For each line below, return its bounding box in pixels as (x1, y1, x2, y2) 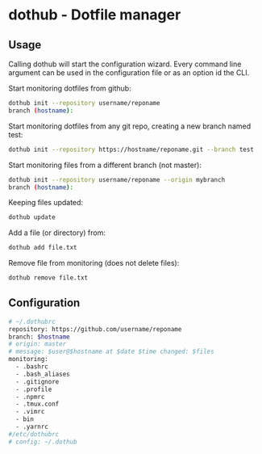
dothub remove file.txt (8, 274, 89, 282)
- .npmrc (15, 393, 45, 401)
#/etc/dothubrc (8, 430, 60, 438)
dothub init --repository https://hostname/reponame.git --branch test (8, 145, 254, 153)
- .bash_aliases (15, 370, 70, 378)
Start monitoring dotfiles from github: (8, 83, 131, 93)
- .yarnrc (15, 422, 48, 431)
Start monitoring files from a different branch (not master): (8, 160, 202, 170)
